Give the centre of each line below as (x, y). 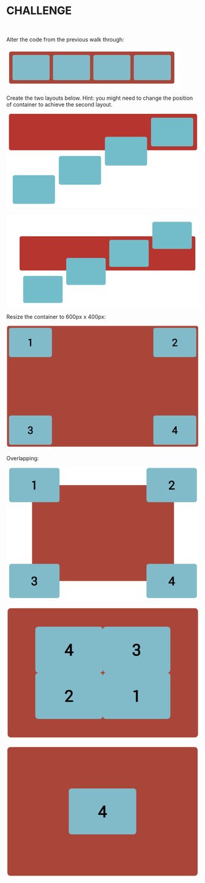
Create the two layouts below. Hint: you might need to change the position (100, 98)
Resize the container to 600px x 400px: (56, 316)
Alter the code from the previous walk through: (65, 39)
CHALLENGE (39, 11)
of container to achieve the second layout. (60, 104)
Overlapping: (23, 458)
